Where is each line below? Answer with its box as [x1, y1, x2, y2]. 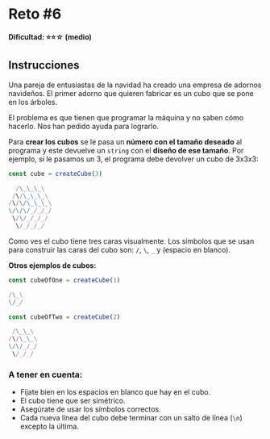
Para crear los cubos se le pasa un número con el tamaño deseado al [8, 136, 243, 146]
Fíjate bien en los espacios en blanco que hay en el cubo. [19, 387, 211, 397]
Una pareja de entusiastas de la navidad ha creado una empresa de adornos [8, 80, 262, 90]
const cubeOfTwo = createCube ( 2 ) [8, 312, 121, 321]
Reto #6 [8, 5, 62, 23]
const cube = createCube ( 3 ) [8, 169, 103, 178]
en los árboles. [8, 97, 58, 107]
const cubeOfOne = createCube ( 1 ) [8, 276, 121, 284]
